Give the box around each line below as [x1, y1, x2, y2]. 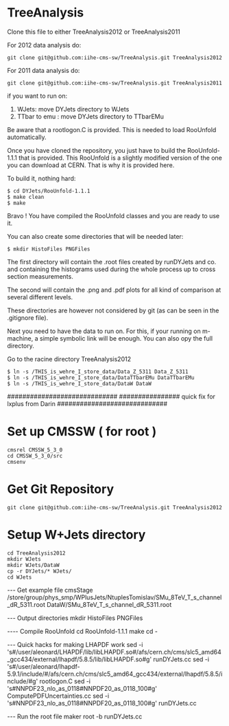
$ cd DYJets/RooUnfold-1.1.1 [7, 187, 91, 194]
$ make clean [7, 193, 45, 200]
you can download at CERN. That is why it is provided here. [7, 160, 175, 169]
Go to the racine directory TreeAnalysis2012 [7, 354, 132, 363]
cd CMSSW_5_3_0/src [7, 452, 63, 459]
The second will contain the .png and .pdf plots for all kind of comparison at [7, 286, 221, 294]
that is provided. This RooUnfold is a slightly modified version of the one [18, 153, 223, 162]
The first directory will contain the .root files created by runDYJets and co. [7, 257, 217, 266]
